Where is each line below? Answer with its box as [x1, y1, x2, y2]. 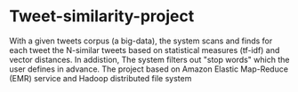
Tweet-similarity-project [9, 6, 195, 27]
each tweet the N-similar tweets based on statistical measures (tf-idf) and [9, 44, 280, 55]
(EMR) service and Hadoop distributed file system [9, 73, 192, 83]
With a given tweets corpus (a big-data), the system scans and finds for [9, 35, 273, 46]
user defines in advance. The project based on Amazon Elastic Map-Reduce [9, 64, 289, 74]
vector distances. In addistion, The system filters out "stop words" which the [9, 54, 290, 65]
